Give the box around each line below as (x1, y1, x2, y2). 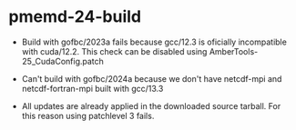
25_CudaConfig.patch (21, 55, 104, 66)
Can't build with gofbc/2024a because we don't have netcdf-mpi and (21, 73, 282, 84)
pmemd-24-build (8, 6, 142, 27)
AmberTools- (209, 45, 259, 56)
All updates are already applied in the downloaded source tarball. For (21, 100, 281, 111)
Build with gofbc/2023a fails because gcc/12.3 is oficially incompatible (21, 36, 288, 47)
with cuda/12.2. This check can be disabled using (21, 45, 208, 56)
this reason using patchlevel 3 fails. (21, 110, 155, 121)
